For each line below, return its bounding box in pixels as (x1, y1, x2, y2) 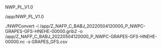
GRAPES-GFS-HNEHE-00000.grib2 (5, 28, 77, 34)
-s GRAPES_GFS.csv (26, 39, 68, 45)
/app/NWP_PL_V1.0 (5, 14, 44, 19)
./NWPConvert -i (5, 23, 39, 29)
